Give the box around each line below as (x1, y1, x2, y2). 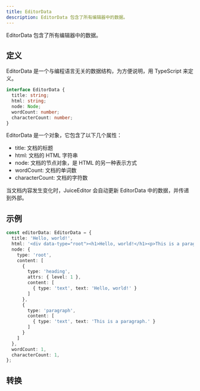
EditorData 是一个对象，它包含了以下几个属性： (6, 132, 123, 139)
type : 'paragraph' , (27, 307, 76, 313)
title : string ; (11, 93, 49, 98)
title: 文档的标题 (14, 144, 54, 152)
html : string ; (11, 98, 46, 104)
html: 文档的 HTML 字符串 (14, 152, 79, 159)
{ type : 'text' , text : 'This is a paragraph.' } (32, 319, 156, 325)
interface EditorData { (6, 87, 65, 93)
